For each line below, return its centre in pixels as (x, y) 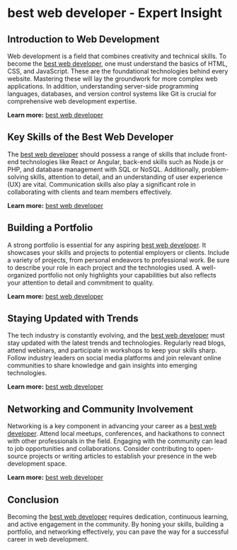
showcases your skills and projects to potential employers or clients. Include (118, 252)
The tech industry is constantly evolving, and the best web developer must (116, 336)
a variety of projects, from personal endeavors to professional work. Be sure (118, 260)
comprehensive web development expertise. (72, 101)
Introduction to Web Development (83, 39)
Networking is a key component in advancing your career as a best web (112, 426)
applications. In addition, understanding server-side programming (103, 86)
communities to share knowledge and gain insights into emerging (102, 365)
